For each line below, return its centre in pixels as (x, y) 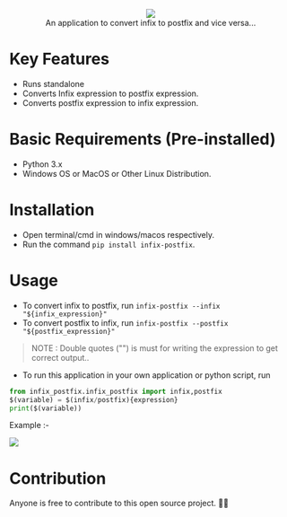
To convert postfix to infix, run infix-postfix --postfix (125, 322)
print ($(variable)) (46, 408)
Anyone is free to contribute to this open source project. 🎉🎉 (119, 504)
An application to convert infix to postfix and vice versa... (151, 23)
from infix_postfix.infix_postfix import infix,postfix (116, 391)
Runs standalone (53, 83)
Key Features (60, 59)
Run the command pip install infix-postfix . (109, 244)
